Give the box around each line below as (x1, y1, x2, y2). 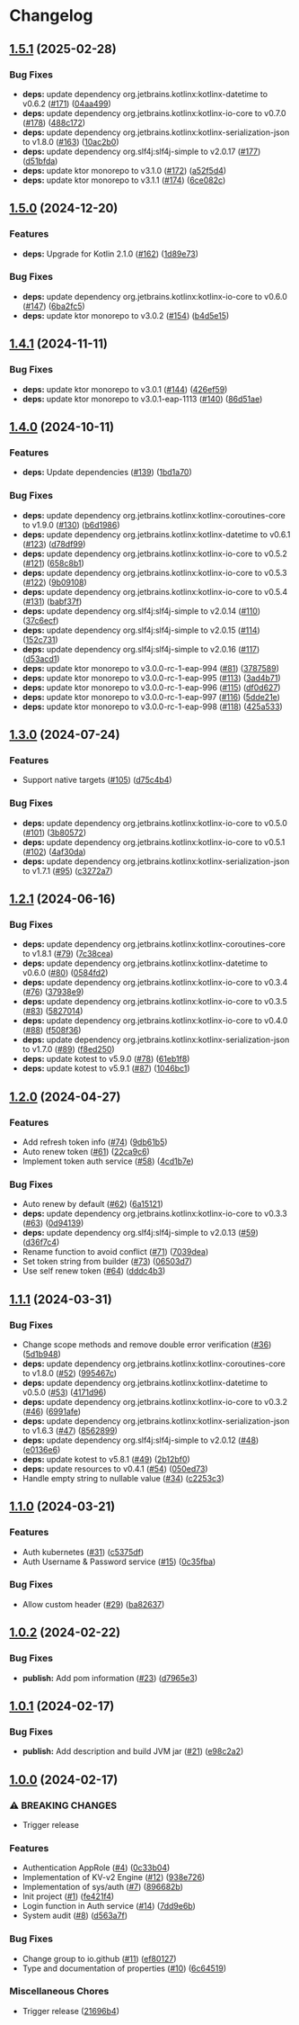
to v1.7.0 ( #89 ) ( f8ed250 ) (22, 1044, 115, 1055)
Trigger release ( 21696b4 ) (22, 2005, 119, 2016)
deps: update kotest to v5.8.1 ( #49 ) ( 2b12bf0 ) (22, 1453, 190, 1464)
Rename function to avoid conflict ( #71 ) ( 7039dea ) (22, 1246, 209, 1257)
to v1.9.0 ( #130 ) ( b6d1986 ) (22, 519, 120, 530)
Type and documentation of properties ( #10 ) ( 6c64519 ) (22, 1963, 227, 1974)
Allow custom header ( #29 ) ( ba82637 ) (22, 1598, 165, 1609)
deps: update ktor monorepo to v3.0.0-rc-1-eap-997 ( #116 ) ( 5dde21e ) (22, 691, 281, 702)
